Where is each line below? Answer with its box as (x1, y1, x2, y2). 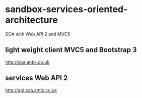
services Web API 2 (5, 74, 68, 82)
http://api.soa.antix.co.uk (5, 87, 57, 93)
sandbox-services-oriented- (5, 4, 128, 15)
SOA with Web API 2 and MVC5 (5, 31, 70, 37)
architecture (5, 14, 58, 26)
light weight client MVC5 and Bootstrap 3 (5, 45, 137, 54)
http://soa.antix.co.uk (5, 59, 50, 65)
